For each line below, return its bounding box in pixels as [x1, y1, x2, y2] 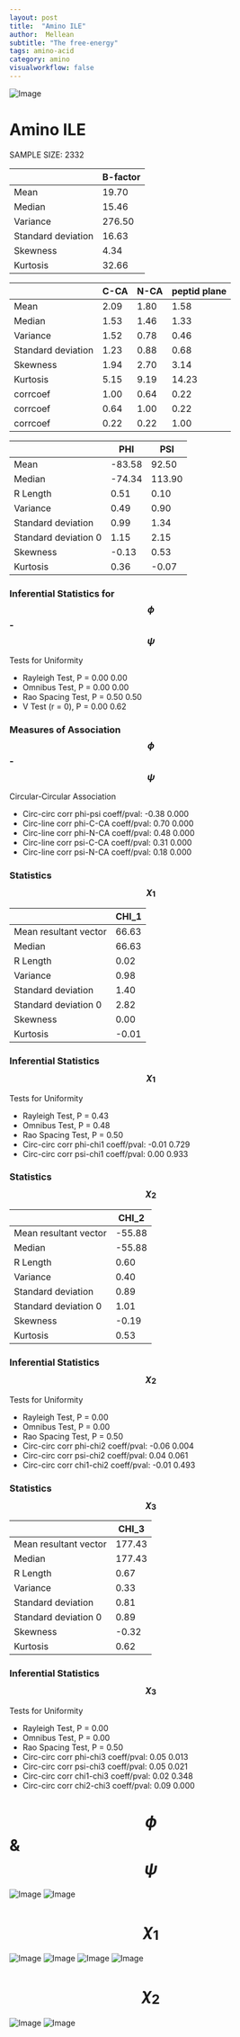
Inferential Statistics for [9, 587, 115, 599]
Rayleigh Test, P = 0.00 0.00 [22, 672, 128, 684]
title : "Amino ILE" [9, 22, 87, 31]
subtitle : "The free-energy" [9, 38, 119, 48]
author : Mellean [9, 30, 75, 39]
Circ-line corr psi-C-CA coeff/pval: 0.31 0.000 [22, 838, 192, 848]
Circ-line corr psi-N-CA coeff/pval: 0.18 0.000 [22, 847, 192, 857]
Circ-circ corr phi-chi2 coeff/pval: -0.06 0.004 [22, 1440, 195, 1451]
